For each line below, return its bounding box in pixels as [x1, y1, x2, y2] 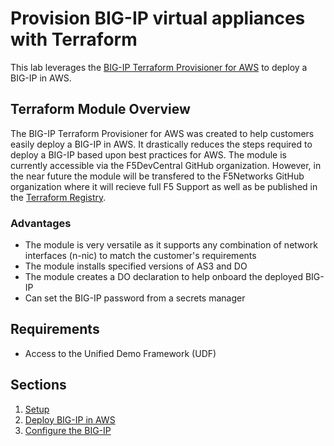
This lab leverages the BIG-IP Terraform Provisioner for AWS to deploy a [10, 61, 308, 73]
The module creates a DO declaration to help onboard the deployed [24, 271, 303, 283]
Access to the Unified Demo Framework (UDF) [24, 347, 217, 359]
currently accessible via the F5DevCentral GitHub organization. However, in [10, 159, 322, 171]
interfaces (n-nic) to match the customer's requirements [24, 250, 257, 262]
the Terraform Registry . [10, 191, 107, 203]
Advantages [10, 216, 72, 230]
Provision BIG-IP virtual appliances [10, 7, 306, 30]
